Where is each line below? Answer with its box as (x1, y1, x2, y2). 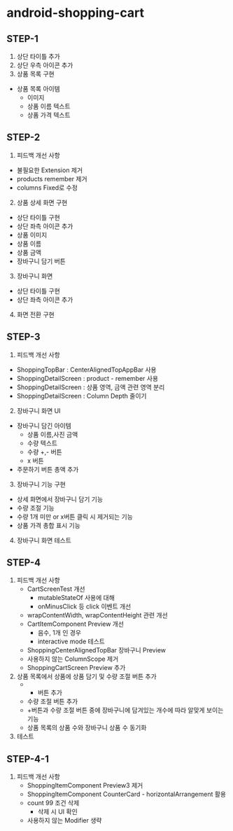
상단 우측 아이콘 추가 (16, 61, 73, 69)
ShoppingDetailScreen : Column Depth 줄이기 (16, 391, 147, 400)
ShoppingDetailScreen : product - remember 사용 (16, 374, 159, 382)
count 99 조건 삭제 (27, 799, 80, 807)
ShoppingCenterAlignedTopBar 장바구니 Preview (27, 646, 166, 655)
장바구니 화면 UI (16, 406, 61, 414)
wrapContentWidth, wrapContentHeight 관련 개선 (27, 611, 169, 620)
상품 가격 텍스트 (27, 111, 71, 119)
